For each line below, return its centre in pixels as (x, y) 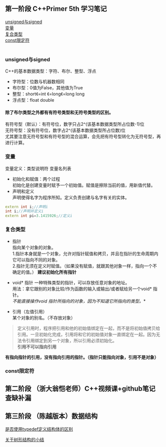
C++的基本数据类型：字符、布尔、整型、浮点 (51, 71)
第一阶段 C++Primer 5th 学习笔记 (56, 9)
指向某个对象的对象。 (34, 247)
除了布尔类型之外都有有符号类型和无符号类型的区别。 (59, 112)
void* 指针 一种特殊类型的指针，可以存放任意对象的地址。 (71, 282)
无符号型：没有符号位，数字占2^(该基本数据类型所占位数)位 (65, 130)
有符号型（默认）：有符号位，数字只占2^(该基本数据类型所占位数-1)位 (75, 124)
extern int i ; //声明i (27, 207)
